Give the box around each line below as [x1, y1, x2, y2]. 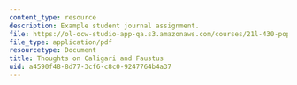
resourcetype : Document [9, 46, 97, 55]
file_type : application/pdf [9, 37, 113, 47]
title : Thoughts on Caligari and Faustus [9, 54, 164, 63]
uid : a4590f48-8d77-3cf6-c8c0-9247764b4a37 [9, 63, 172, 72]
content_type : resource [9, 12, 97, 22]
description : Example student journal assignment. [9, 21, 200, 30]
